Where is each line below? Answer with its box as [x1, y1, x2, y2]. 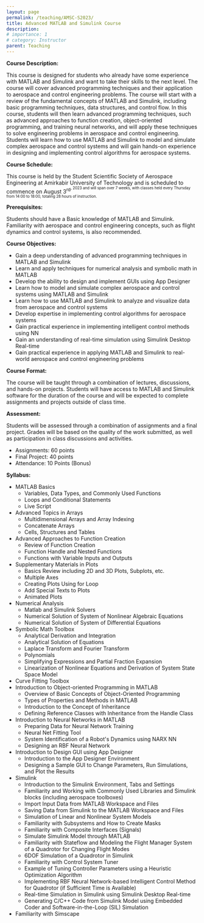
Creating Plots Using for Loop [24, 580, 99, 588]
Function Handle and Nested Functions [24, 548, 122, 555]
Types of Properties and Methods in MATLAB [24, 697, 138, 704]
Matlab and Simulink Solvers [24, 606, 96, 614]
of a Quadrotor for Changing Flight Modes [24, 846, 130, 853]
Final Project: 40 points [15, 453, 74, 460]
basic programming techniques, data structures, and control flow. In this [6, 104, 187, 111]
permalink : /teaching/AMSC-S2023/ [6, 15, 94, 21]
